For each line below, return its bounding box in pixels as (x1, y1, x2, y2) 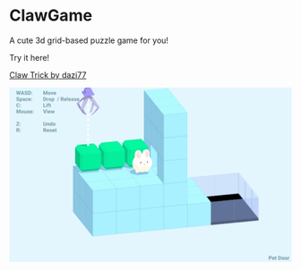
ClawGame (9, 5, 92, 26)
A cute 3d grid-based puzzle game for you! (9, 35, 168, 46)
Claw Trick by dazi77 (9, 69, 87, 80)
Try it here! (9, 52, 50, 63)
